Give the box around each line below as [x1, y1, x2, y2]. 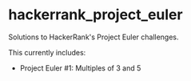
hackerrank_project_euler [8, 6, 183, 24]
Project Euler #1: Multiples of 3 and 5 [19, 63, 141, 73]
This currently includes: [8, 47, 86, 57]
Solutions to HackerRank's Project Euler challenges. [8, 32, 179, 42]
